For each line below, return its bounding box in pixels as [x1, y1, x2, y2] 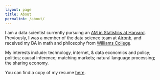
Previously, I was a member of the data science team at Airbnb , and [5, 35, 142, 41]
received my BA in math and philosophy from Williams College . [5, 40, 132, 46]
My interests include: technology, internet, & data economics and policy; [5, 50, 151, 55]
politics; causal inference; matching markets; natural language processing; [5, 55, 156, 61]
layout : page [5, 7, 32, 12]
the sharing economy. [5, 60, 49, 66]
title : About [5, 12, 32, 17]
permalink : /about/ [5, 16, 45, 21]
